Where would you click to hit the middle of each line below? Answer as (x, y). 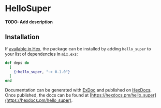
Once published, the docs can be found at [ (48, 95)
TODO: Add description (29, 22)
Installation (22, 37)
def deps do (17, 63)
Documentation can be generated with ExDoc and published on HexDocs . (78, 90)
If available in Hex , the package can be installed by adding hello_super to (78, 48)
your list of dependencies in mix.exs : (42, 54)
